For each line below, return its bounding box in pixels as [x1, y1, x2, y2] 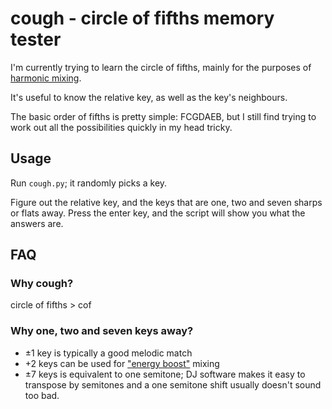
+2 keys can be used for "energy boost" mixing [24, 357, 220, 369]
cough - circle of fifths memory [10, 7, 275, 30]
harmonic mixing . [10, 72, 82, 84]
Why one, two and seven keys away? [10, 324, 194, 338]
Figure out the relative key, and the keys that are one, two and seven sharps [10, 196, 323, 208]
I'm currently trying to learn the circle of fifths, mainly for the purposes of [10, 61, 312, 73]
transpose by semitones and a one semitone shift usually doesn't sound [24, 378, 322, 391]
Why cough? [10, 277, 74, 291]
